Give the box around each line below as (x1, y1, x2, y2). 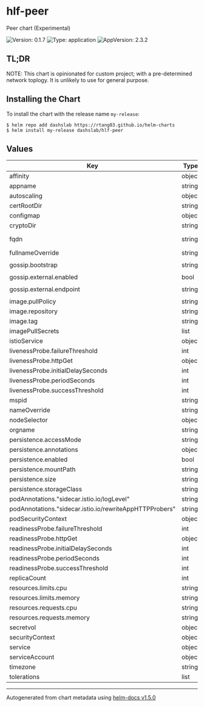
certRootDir (9, 202, 42, 210)
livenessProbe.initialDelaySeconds (9, 367, 108, 375)
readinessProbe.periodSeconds (9, 554, 100, 563)
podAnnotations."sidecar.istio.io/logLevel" (9, 495, 130, 503)
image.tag (9, 317, 38, 326)
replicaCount (9, 574, 47, 582)
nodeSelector (9, 416, 48, 424)
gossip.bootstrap (9, 261, 58, 269)
